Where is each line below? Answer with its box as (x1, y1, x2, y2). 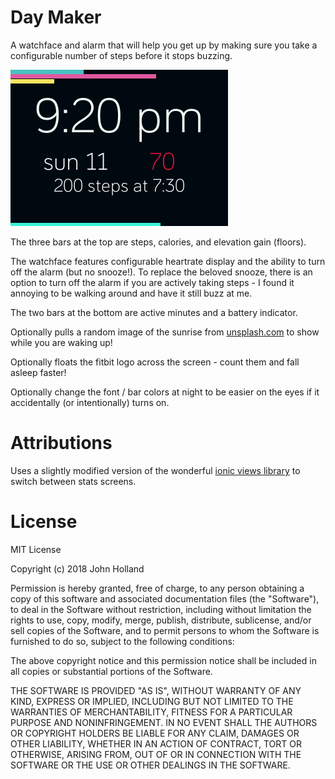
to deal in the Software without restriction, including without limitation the (10, 603, 312, 615)
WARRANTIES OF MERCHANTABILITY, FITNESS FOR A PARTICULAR (10, 706, 293, 718)
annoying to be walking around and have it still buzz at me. (10, 287, 253, 299)
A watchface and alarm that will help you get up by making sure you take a (10, 39, 318, 51)
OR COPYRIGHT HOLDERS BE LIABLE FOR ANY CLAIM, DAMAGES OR (10, 727, 300, 739)
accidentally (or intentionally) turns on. (10, 396, 170, 408)
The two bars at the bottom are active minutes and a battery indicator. (10, 306, 298, 318)
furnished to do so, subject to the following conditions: (10, 635, 235, 647)
